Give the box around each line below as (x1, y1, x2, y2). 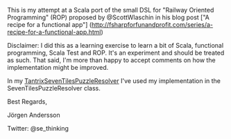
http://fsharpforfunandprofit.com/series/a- (91, 21, 214, 28)
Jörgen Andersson (7, 111, 60, 119)
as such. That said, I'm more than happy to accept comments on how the (7, 56, 216, 64)
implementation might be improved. (7, 64, 109, 71)
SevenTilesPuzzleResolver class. (7, 84, 101, 92)
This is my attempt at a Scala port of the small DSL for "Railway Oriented (7, 6, 214, 14)
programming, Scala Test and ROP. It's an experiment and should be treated (7, 48, 225, 57)
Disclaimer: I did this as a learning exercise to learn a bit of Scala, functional (7, 41, 224, 49)
